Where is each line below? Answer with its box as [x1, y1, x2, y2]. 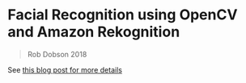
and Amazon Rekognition [7, 23, 180, 41]
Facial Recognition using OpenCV [7, 6, 238, 24]
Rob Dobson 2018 [27, 49, 87, 59]
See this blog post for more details [7, 64, 123, 74]
